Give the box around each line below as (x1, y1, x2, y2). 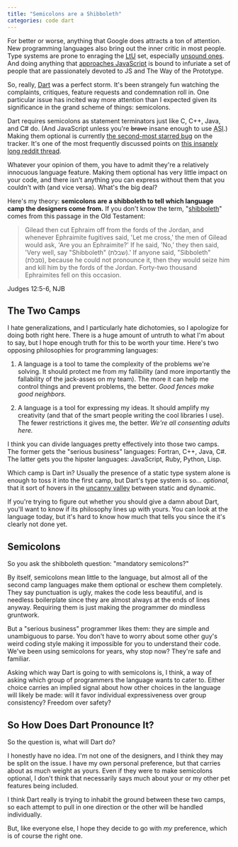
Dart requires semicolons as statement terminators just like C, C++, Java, (7, 116, 221, 125)
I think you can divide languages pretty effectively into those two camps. (7, 440, 220, 448)
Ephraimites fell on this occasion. (24, 271, 122, 279)
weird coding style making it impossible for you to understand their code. (7, 639, 221, 648)
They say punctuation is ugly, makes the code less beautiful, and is (7, 589, 203, 597)
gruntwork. (7, 610, 40, 620)
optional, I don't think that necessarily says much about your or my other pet (7, 773, 230, 783)
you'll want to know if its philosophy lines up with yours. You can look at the (7, 505, 228, 513)
